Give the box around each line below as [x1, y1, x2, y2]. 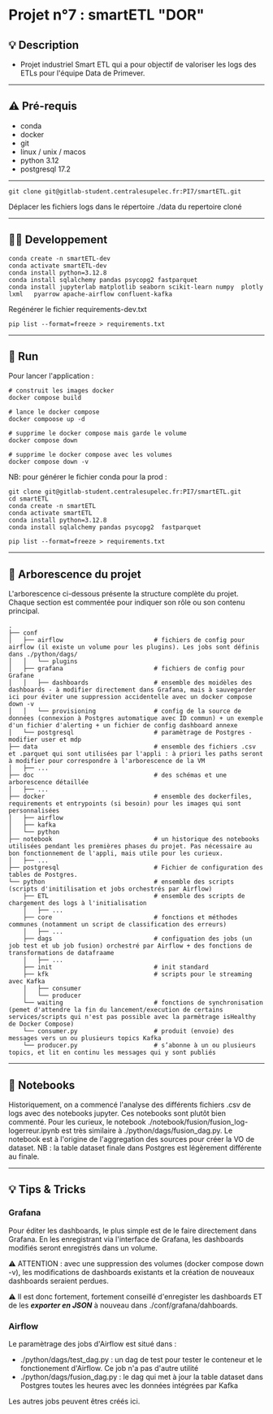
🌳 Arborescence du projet [8, 567, 141, 581]
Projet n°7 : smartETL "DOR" [8, 6, 205, 24]
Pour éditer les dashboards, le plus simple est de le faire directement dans [8, 1225, 258, 1235]
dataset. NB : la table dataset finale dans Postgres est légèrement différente [8, 1143, 262, 1153]
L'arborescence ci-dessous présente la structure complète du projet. [8, 589, 239, 599]
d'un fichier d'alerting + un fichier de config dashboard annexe [8, 722, 238, 730]
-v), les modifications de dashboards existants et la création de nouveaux [8, 1267, 254, 1277]
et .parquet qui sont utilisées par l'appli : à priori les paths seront [8, 750, 264, 758]
